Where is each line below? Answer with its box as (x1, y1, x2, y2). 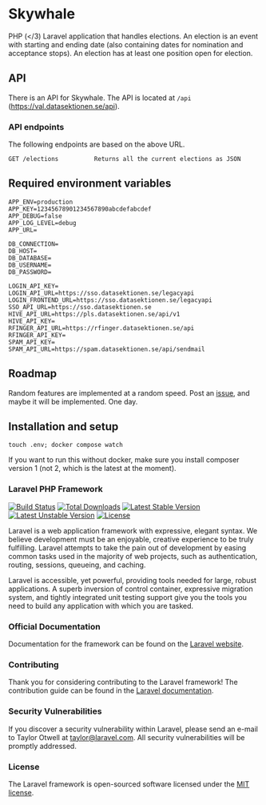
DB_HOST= (8, 247, 38, 255)
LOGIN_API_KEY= (8, 282, 59, 290)
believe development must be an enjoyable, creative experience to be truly (8, 534, 254, 544)
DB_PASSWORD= (8, 268, 52, 276)
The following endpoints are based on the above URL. (8, 139, 185, 149)
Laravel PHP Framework (8, 484, 104, 495)
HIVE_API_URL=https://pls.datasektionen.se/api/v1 (8, 310, 181, 318)
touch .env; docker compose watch (8, 441, 124, 449)
